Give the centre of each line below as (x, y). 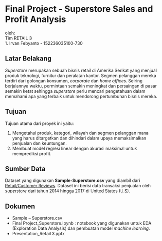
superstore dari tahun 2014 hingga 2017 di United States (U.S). (68, 191)
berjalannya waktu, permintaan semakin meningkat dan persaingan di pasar (81, 86)
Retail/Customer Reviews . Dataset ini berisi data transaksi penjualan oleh (78, 186)
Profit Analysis (36, 19)
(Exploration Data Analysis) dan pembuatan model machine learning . (81, 228)
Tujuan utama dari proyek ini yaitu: (40, 123)
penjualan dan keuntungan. (39, 143)
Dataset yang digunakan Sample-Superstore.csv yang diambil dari (72, 181)
